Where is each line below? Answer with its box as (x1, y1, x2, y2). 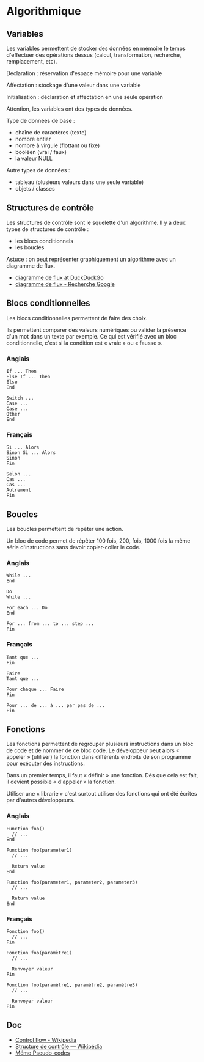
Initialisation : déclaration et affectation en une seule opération (6, 93, 163, 100)
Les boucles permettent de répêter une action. (6, 526, 123, 533)
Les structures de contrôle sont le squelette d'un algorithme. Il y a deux (6, 219, 186, 226)
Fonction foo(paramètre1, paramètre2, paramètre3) (6, 982, 138, 988)
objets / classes (15, 185, 55, 192)
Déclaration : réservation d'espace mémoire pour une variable (6, 70, 162, 77)
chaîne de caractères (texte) (15, 129, 87, 136)
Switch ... (6, 395, 34, 401)
